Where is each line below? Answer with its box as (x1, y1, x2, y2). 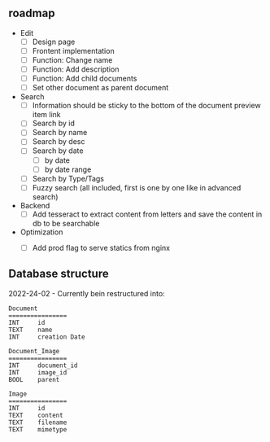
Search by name (32, 128, 88, 138)
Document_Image (8, 347, 60, 355)
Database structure (8, 267, 109, 281)
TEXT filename (8, 418, 67, 427)
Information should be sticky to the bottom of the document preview (32, 101, 262, 111)
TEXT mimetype (8, 425, 67, 434)
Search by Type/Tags (32, 173, 104, 183)
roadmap (8, 7, 55, 20)
